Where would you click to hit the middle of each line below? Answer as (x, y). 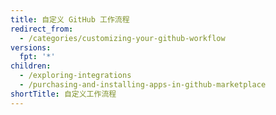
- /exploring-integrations (75, 76)
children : (31, 66)
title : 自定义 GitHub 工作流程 (70, 19)
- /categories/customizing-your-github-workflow (122, 38)
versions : (31, 47)
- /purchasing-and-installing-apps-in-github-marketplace (143, 85)
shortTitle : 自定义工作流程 (63, 94)
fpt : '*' (37, 57)
